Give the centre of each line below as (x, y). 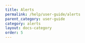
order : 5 (14, 33)
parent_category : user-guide (35, 19)
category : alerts (23, 23)
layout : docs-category (28, 28)
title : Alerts (20, 10)
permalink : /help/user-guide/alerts (43, 14)
